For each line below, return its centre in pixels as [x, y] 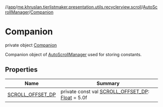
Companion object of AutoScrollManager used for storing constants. [73, 54]
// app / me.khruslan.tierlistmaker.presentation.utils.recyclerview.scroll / [74, 7]
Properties [21, 70]
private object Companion [31, 45]
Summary [108, 83]
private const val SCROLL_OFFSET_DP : [105, 92]
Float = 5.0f [74, 97]
